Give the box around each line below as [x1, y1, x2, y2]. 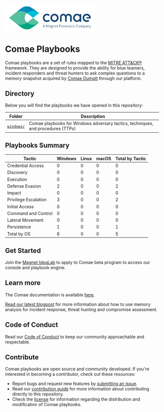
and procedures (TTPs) [29, 126, 76, 132]
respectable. [5, 339, 30, 345]
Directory [5, 90, 35, 97]
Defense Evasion [7, 183, 41, 189]
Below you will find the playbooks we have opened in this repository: [5, 102, 143, 108]
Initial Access [7, 203, 34, 209]
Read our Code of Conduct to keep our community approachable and [5, 334, 145, 339]
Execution [7, 176, 27, 182]
